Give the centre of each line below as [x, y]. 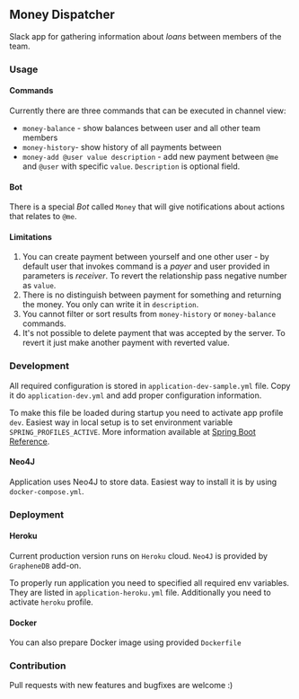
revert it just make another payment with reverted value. [126, 343]
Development [40, 366]
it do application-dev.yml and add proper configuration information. [136, 395]
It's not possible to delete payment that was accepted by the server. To [154, 333]
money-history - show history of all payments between [122, 146]
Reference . [30, 441]
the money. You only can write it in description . [110, 305]
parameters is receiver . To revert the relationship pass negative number [154, 276]
